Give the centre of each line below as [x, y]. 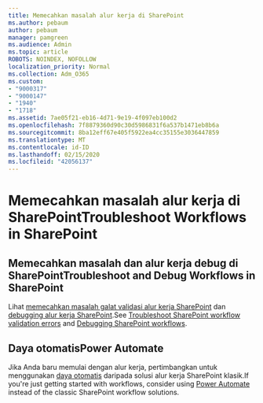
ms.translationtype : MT [47, 140]
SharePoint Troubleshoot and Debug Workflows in [132, 275]
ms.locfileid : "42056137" [50, 162]
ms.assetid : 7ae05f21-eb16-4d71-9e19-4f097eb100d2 [93, 118]
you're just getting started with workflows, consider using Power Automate [129, 383]
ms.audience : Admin [40, 45]
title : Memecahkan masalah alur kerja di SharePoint [96, 15]
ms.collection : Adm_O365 [49, 74]
